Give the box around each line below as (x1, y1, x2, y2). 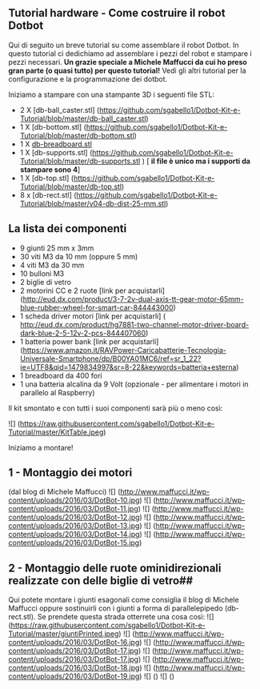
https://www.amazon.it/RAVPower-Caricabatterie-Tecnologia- (22, 345, 226, 355)
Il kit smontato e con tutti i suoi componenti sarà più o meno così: (8, 403, 223, 413)
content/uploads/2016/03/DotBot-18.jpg (8, 663, 140, 673)
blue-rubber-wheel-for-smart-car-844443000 (19, 302, 174, 312)
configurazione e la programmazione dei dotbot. (8, 74, 168, 83)
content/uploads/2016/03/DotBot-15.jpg (8, 538, 140, 547)
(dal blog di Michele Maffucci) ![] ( (8, 487, 121, 497)
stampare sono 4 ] (19, 164, 81, 174)
